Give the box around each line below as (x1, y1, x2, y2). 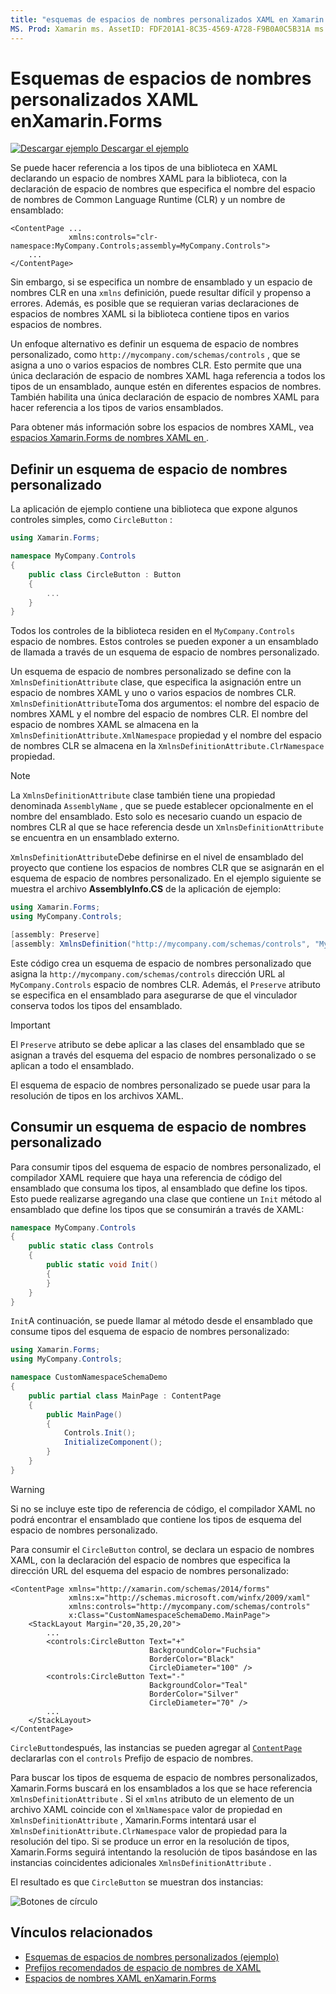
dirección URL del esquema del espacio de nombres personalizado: (10, 1564, 290, 1576)
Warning (10, 1483, 45, 1495)
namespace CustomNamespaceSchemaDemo (10, 1372, 168, 1383)
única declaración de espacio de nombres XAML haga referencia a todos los (10, 370, 326, 382)
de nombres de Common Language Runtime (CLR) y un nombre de (10, 194, 286, 206)
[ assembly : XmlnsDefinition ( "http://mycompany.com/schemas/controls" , (10, 939, 311, 949)
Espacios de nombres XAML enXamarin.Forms (24, 1972, 217, 1984)
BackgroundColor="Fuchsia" (148, 1645, 262, 1655)
